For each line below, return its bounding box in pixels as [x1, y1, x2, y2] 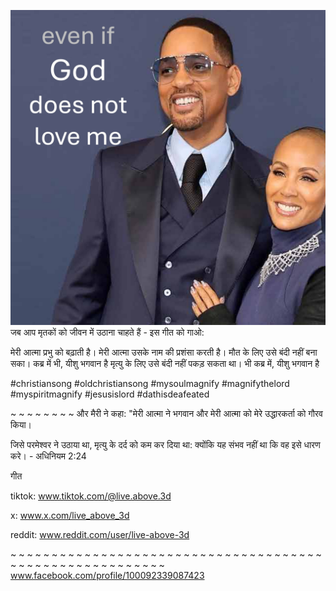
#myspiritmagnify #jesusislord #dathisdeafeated [10, 388, 210, 400]
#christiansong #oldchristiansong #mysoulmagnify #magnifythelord [10, 378, 290, 389]
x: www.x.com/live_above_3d [10, 510, 130, 521]
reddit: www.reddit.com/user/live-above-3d [10, 529, 190, 540]
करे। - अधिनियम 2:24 [10, 450, 87, 462]
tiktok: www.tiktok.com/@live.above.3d [10, 490, 172, 502]
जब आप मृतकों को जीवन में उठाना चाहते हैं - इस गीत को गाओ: [10, 326, 205, 338]
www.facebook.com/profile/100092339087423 [10, 570, 205, 581]
